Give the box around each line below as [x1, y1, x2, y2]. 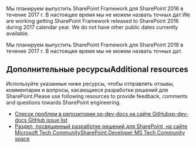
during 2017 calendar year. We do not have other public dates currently [6, 23, 178, 31]
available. [6, 30, 29, 37]
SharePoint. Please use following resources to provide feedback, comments [6, 92, 188, 99]
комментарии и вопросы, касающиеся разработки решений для [6, 86, 168, 93]
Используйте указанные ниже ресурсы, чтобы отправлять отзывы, [6, 80, 174, 87]
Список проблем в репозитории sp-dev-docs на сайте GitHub [14, 110, 170, 117]
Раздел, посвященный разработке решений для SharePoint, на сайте [14, 123, 188, 130]
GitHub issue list [28, 116, 67, 123]
